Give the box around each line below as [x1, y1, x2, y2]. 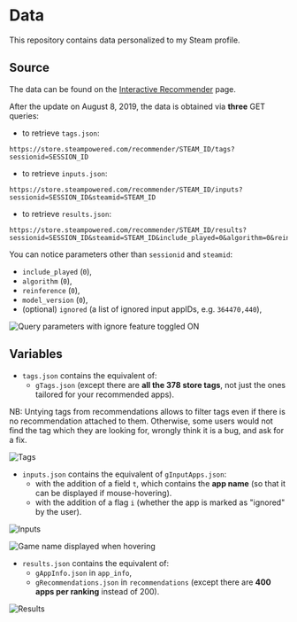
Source [9, 60, 50, 75]
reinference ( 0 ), [21, 284, 80, 295]
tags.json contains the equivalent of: [21, 369, 157, 381]
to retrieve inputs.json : [21, 167, 108, 178]
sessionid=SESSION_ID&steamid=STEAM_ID [9, 192, 156, 202]
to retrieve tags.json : [21, 128, 100, 138]
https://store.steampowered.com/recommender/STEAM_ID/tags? [9, 144, 236, 153]
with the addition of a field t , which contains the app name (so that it [34, 478, 286, 488]
